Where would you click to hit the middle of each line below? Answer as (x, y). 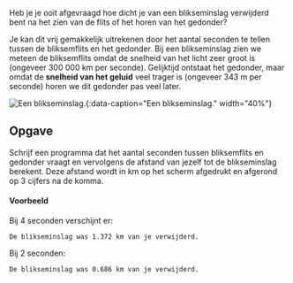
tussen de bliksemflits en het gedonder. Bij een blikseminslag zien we (135, 49)
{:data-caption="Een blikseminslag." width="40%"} (179, 103)
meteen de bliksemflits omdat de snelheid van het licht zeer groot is (132, 58)
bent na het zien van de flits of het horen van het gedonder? (118, 22)
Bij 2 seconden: (38, 253)
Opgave (31, 131)
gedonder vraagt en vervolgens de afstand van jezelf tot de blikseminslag (143, 162)
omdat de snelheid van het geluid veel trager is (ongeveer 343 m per (135, 77)
